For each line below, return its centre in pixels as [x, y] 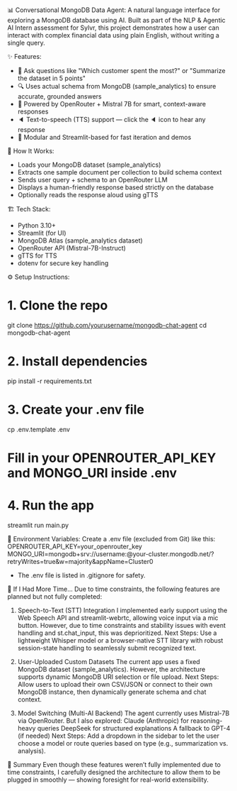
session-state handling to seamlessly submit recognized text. [107, 648]
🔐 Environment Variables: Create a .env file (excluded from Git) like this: [111, 538]
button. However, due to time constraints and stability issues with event [122, 625]
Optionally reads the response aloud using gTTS [88, 195]
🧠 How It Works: [31, 151]
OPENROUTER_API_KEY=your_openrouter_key [75, 546]
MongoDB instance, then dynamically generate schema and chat [112, 692]
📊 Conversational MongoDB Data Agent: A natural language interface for [114, 10]
